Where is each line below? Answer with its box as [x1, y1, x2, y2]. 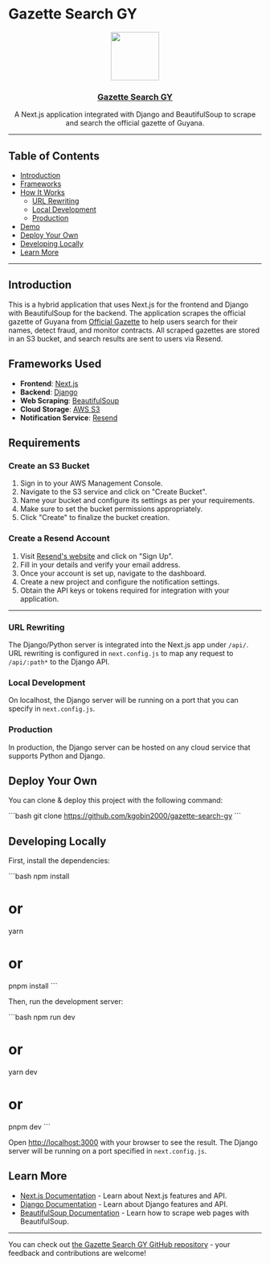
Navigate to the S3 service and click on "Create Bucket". [19, 487, 207, 497]
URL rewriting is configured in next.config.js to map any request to [8, 648, 234, 658]
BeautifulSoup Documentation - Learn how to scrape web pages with [19, 1208, 250, 1217]
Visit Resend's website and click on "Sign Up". [19, 551, 174, 560]
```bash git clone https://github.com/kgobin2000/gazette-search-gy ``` [8, 811, 242, 821]
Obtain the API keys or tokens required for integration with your [19, 585, 230, 595]
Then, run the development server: [8, 997, 124, 1006]
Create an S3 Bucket [8, 460, 90, 471]
